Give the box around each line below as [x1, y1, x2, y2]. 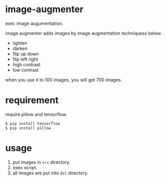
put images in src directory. [12, 159, 71, 165]
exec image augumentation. [5, 20, 63, 26]
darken [12, 45, 28, 51]
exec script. [12, 164, 38, 170]
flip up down [12, 51, 39, 57]
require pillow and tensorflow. [5, 111, 68, 117]
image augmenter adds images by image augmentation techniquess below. [5, 30, 162, 36]
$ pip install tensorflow [5, 121, 60, 126]
